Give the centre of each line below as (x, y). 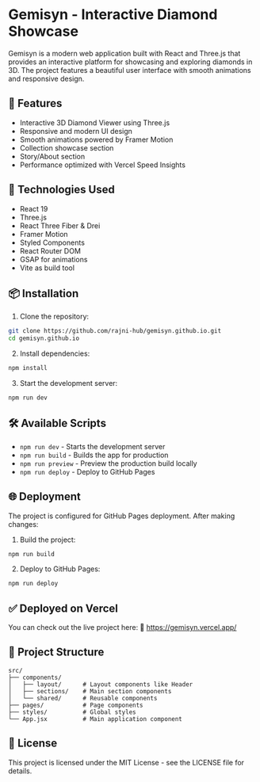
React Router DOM (50, 250)
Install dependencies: (55, 353)
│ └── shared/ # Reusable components (83, 698)
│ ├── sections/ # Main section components (90, 691)
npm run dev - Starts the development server (92, 446)
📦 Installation (44, 294)
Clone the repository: (54, 317)
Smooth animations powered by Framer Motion (96, 139)
